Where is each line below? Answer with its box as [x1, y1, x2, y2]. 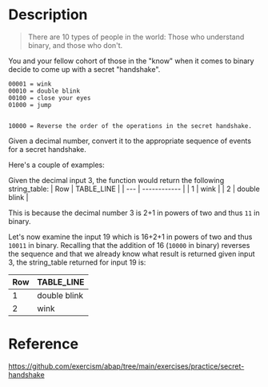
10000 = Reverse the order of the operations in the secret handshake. [8, 122, 252, 130]
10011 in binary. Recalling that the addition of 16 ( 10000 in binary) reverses [8, 240, 250, 249]
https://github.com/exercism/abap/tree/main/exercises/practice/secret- [8, 361, 245, 371]
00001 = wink [8, 80, 52, 88]
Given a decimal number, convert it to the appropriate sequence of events [8, 136, 252, 146]
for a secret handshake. [8, 144, 86, 154]
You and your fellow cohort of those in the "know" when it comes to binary [8, 56, 254, 66]
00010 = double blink [8, 86, 81, 95]
